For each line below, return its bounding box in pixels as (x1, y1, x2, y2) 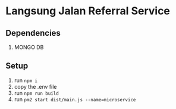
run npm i (14, 76, 38, 84)
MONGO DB (14, 43, 44, 51)
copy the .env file (14, 83, 57, 90)
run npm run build (14, 89, 59, 96)
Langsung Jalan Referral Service (5, 4, 171, 18)
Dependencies (5, 28, 61, 38)
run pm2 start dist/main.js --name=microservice (14, 95, 136, 102)
